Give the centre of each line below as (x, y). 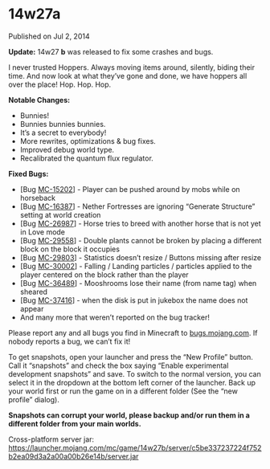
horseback (38, 198)
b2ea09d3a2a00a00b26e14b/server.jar (74, 456)
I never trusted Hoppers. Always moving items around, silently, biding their (132, 67)
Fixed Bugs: (29, 173)
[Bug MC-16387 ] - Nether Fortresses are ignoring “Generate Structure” (137, 206)
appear (32, 308)
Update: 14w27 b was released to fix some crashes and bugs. (111, 51)
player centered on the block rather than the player (104, 275)
